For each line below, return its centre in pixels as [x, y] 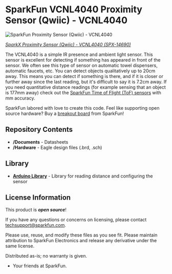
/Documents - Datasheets [40, 142]
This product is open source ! [36, 210]
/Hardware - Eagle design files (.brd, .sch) [57, 147]
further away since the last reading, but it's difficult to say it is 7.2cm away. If [86, 82]
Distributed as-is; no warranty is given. [46, 256]
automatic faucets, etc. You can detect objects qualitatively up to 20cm [80, 71]
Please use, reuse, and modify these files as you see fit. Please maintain [81, 235]
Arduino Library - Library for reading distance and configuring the [83, 176]
